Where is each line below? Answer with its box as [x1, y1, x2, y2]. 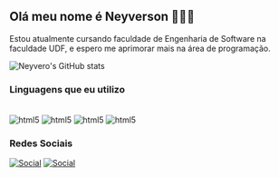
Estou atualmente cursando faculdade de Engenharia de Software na [9, 33, 266, 44]
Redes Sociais [9, 137, 73, 150]
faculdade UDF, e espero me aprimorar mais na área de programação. [9, 43, 272, 54]
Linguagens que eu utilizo [9, 83, 125, 95]
